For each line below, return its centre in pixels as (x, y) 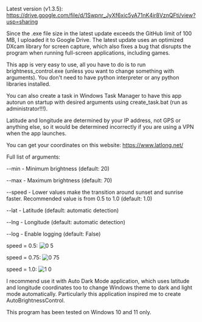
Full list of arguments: (33, 157)
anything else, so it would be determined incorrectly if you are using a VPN (100, 127)
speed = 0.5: (22, 246)
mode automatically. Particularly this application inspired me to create (94, 294)
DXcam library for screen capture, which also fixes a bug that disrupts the (99, 46)
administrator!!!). (27, 108)
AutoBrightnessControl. (36, 300)
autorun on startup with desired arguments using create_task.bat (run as (97, 102)
